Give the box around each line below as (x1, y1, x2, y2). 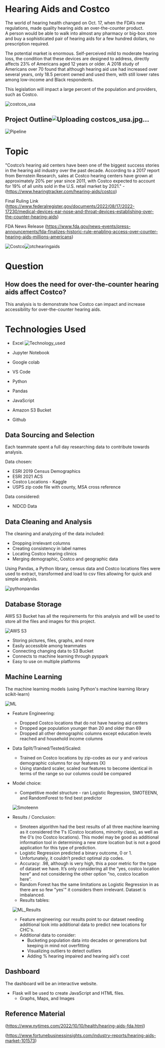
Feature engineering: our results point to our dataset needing (19, 916, 144, 922)
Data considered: (5, 494, 41, 500)
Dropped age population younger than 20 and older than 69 (19, 725, 142, 731)
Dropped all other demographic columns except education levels (19, 730, 152, 736)
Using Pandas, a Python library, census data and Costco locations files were (5, 566, 161, 572)
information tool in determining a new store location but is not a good (19, 839, 161, 845)
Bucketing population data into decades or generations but (27, 937, 147, 943)
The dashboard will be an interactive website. (5, 980, 98, 986)
